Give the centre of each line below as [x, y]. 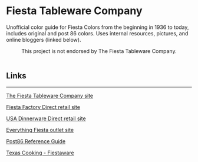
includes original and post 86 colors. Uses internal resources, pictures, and [97, 33]
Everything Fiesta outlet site [40, 130]
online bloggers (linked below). [44, 39]
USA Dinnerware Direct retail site [46, 118]
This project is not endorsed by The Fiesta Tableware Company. [99, 51]
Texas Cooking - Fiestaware [40, 153]
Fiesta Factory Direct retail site [43, 107]
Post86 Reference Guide [36, 141]
